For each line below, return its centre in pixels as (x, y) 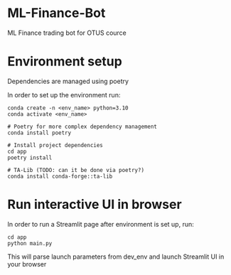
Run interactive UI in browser (95, 205)
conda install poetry (39, 133)
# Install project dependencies (55, 145)
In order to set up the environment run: (64, 95)
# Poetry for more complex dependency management (82, 126)
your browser (27, 264)
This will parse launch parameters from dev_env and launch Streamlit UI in (116, 257)
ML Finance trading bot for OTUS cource (67, 33)
